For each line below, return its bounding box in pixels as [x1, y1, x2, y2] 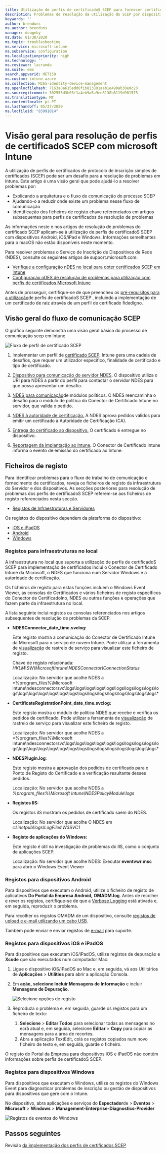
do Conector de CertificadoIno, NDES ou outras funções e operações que [5, 595, 156, 601]
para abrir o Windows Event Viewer [12, 863, 84, 869]
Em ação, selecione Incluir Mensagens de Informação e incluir [12, 981, 142, 987]
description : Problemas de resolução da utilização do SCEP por [5, 12, 140, 17]
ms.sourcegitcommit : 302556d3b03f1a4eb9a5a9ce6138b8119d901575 [5, 90, 138, 95]
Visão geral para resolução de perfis [5, 130, 158, 141]
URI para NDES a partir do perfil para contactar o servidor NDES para [12, 377, 154, 383]
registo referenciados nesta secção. [5, 496, 79, 502]
